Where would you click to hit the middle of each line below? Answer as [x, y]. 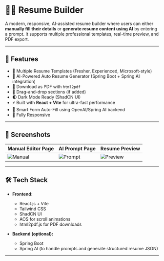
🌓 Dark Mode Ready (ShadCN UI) [46, 97]
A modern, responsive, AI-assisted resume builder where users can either [79, 24]
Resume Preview [120, 148]
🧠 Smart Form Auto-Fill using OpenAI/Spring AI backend [69, 109]
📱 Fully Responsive [31, 115]
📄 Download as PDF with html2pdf [46, 86]
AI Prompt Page [77, 148]
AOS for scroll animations [45, 219]
